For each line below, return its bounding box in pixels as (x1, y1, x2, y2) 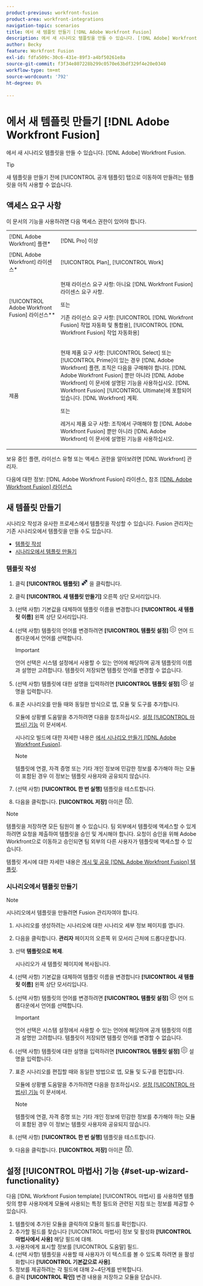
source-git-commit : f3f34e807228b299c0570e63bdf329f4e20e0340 (6, 60, 166, 67)
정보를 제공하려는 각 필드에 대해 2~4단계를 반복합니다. (14, 1266, 143, 1273)
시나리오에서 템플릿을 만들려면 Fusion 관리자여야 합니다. (6, 909, 139, 916)
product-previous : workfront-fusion (6, 10, 98, 16)
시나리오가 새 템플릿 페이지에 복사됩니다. (14, 961, 111, 968)
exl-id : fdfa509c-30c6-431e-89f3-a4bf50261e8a (6, 54, 126, 60)
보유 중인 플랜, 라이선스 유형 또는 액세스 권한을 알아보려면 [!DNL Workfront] (6, 455, 186, 462)
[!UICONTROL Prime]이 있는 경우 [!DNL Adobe (60, 357, 174, 364)
